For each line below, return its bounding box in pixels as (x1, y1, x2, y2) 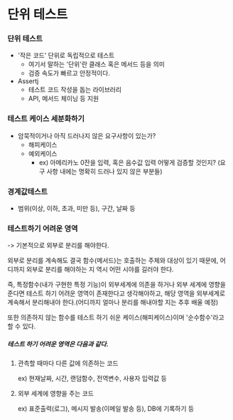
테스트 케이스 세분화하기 (7, 114, 85, 124)
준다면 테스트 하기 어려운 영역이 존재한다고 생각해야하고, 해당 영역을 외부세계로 (7, 289, 226, 298)
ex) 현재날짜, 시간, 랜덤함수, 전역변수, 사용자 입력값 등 (17, 374, 167, 383)
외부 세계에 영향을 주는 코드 (17, 389, 94, 398)
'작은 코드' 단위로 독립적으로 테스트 (17, 51, 115, 60)
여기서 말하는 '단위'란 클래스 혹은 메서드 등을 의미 (28, 60, 166, 68)
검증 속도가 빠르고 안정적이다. (28, 69, 110, 78)
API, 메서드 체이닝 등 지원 (28, 94, 99, 103)
